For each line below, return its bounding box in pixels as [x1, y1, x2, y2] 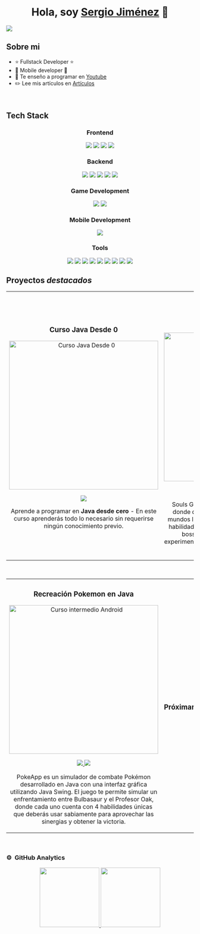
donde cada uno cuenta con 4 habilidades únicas [14, 803, 153, 811]
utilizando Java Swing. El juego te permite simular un [10, 788, 158, 796]
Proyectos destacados [6, 275, 92, 286]
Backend [87, 158, 113, 166]
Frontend [86, 128, 114, 137]
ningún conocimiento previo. [43, 522, 124, 530]
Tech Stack [6, 111, 49, 121]
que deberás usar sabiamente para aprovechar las [13, 810, 154, 819]
